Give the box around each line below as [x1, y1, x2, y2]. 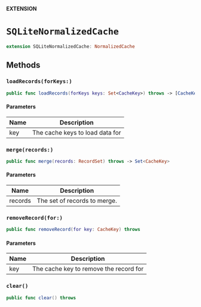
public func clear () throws [6, 294, 77, 301]
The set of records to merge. [36, 196, 117, 205]
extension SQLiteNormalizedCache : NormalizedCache [6, 43, 135, 50]
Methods [6, 60, 41, 71]
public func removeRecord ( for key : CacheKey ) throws [6, 227, 141, 233]
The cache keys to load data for [32, 128, 121, 136]
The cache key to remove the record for [32, 265, 144, 273]
